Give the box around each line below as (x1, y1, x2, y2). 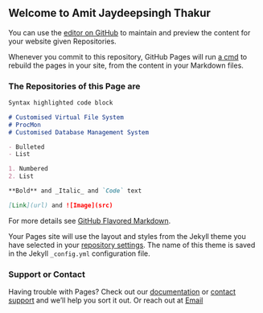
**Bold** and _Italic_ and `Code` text (8, 187, 142, 196)
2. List (8, 172, 35, 180)
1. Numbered (8, 165, 48, 173)
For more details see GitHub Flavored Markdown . (8, 216, 171, 225)
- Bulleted (8, 142, 45, 151)
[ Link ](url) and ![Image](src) (8, 201, 113, 209)
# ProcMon (8, 121, 42, 129)
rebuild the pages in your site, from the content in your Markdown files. (8, 60, 244, 70)
